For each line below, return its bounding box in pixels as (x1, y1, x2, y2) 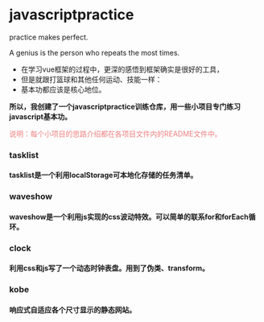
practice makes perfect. (9, 32, 89, 42)
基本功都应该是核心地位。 (20, 85, 106, 94)
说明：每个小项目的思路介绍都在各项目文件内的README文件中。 (9, 129, 222, 138)
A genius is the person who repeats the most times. (9, 47, 180, 57)
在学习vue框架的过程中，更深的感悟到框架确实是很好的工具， (20, 64, 225, 74)
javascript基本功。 (9, 111, 72, 122)
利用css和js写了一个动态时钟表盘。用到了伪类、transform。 (9, 263, 210, 273)
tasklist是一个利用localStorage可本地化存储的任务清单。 (9, 171, 198, 180)
